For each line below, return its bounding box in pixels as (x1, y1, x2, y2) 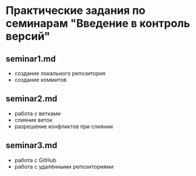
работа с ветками (14, 110, 61, 117)
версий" (5, 30, 50, 43)
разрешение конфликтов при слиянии (14, 123, 113, 130)
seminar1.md (5, 53, 56, 64)
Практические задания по (5, 4, 146, 18)
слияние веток (14, 116, 53, 123)
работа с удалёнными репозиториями (14, 163, 113, 170)
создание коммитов (14, 76, 67, 83)
